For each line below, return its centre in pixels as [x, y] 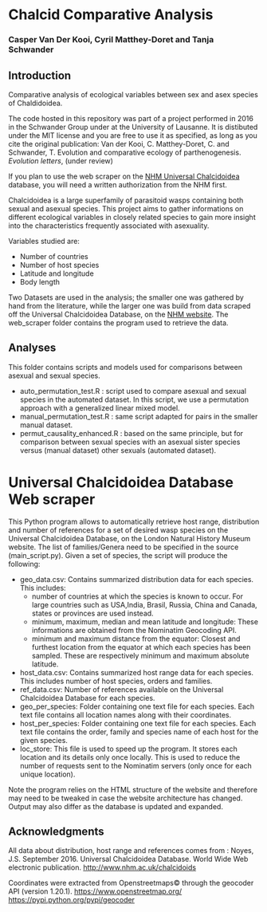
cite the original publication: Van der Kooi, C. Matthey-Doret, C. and [119, 143]
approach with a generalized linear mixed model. [100, 407]
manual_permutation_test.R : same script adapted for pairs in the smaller [139, 416]
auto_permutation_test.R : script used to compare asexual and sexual [133, 391]
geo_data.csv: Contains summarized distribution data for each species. [136, 579]
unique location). [47, 774]
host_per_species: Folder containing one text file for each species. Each [138, 723]
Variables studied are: [44, 241]
